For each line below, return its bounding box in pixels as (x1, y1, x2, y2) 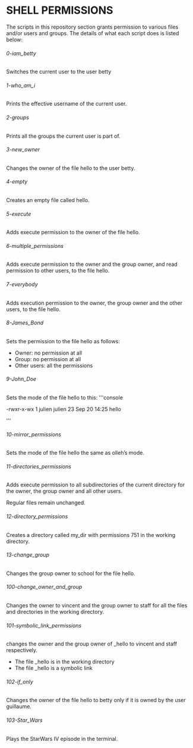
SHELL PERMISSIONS (6, 4, 113, 17)
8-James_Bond (6, 319, 44, 327)
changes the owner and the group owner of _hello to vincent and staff (6, 640, 177, 647)
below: (6, 36, 23, 43)
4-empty (6, 178, 28, 185)
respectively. (6, 647, 37, 654)
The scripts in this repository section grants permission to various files (6, 23, 179, 30)
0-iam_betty (6, 49, 37, 57)
